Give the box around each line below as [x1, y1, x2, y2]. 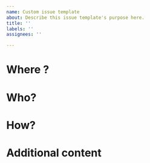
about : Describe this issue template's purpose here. [6, 15, 145, 21]
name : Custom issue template [6, 8, 80, 15]
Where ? [6, 63, 50, 76]
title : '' [6, 20, 31, 26]
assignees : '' [6, 32, 42, 38]
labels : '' [6, 25, 34, 32]
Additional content [6, 146, 102, 159]
